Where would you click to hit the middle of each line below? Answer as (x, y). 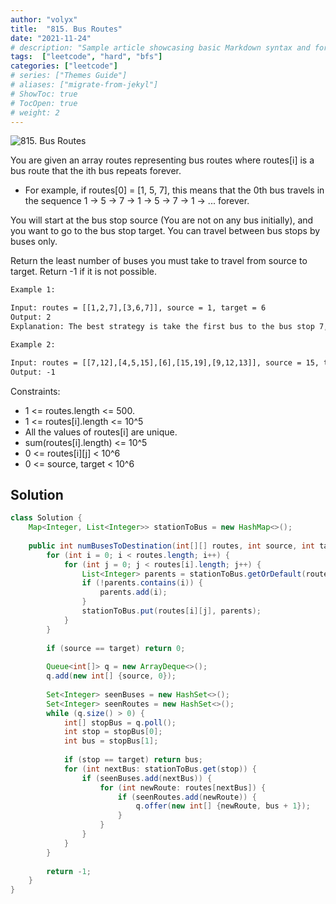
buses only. (34, 242)
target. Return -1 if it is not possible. (84, 272)
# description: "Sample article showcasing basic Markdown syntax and (160, 47)
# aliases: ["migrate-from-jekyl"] (84, 85)
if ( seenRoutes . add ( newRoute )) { (187, 797)
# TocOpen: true (44, 103)
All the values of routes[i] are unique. (101, 432)
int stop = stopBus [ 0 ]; (113, 732)
